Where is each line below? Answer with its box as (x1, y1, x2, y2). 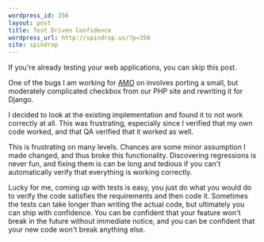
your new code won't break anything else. (8, 225, 146, 234)
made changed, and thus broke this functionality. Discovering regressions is (8, 151, 257, 161)
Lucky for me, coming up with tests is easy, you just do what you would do (8, 183, 252, 192)
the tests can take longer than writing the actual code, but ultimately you (8, 199, 245, 210)
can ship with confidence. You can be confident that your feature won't (8, 208, 241, 217)
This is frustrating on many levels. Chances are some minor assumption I (8, 142, 246, 152)
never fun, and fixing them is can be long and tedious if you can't (8, 159, 221, 168)
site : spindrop (8, 41, 59, 49)
